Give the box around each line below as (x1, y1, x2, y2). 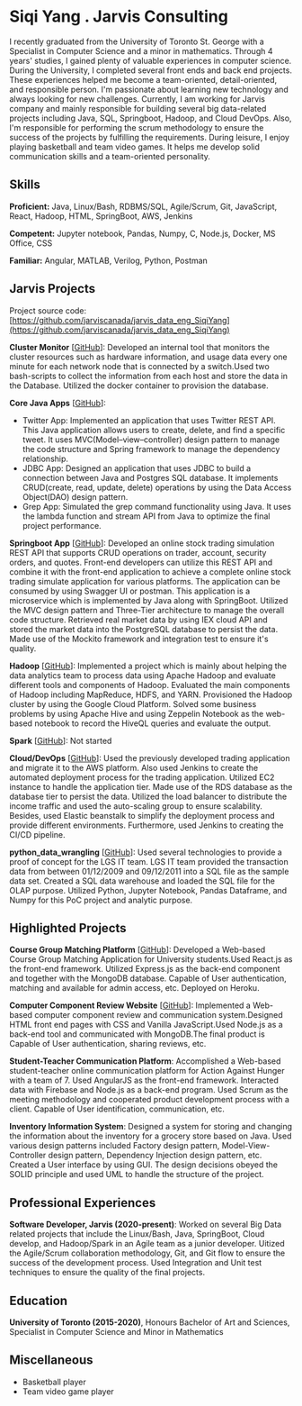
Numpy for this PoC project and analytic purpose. (9, 894, 193, 905)
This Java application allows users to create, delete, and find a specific (22, 424, 286, 435)
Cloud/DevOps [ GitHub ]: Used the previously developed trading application (9, 752, 290, 763)
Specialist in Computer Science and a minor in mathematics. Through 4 (9, 45, 273, 56)
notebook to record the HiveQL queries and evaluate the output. (34, 718, 271, 729)
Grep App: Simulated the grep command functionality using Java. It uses (22, 501, 292, 512)
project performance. (22, 520, 102, 531)
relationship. (22, 453, 69, 464)
